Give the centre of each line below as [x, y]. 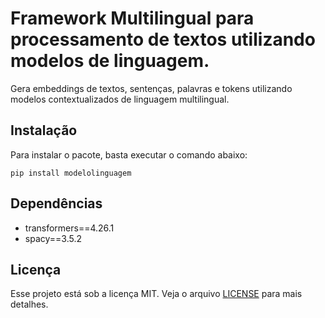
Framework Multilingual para [132, 18]
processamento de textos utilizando [163, 39]
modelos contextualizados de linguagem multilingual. [120, 99]
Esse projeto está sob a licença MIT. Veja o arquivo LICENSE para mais [156, 294]
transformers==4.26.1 [69, 228]
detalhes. [29, 304]
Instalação [44, 130]
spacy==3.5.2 [53, 238]
